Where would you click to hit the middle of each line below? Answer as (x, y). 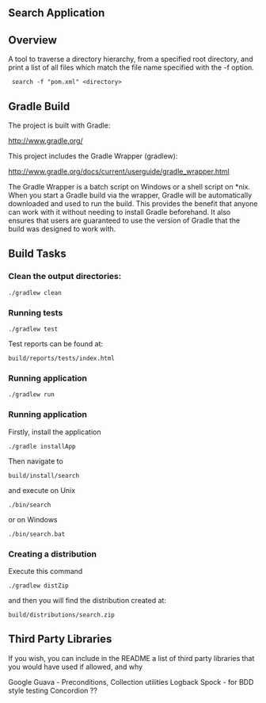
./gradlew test (33, 329)
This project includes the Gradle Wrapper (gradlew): (93, 156)
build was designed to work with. (62, 229)
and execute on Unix (42, 490)
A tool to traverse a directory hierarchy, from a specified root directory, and (131, 59)
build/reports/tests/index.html (61, 358)
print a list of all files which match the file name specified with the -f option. (131, 67)
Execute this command (46, 571)
